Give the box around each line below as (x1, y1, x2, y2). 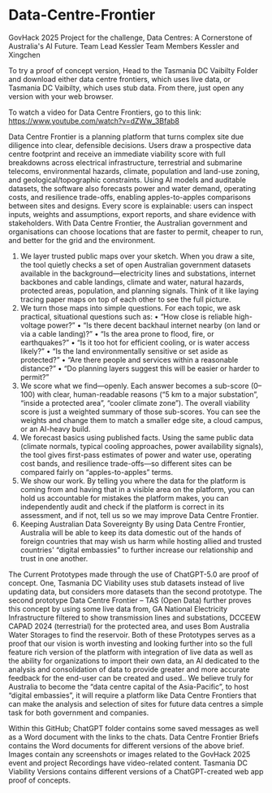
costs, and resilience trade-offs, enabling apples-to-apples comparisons (8, 192, 252, 202)
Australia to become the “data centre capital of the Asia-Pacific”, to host (8, 682, 249, 691)
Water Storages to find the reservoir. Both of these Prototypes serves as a (8, 630, 256, 639)
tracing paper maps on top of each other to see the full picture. (19, 294, 231, 304)
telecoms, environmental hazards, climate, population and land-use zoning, (8, 166, 261, 176)
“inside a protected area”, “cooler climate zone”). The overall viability (19, 398, 250, 407)
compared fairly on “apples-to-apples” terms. (19, 467, 173, 477)
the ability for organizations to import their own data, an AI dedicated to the (8, 656, 260, 665)
